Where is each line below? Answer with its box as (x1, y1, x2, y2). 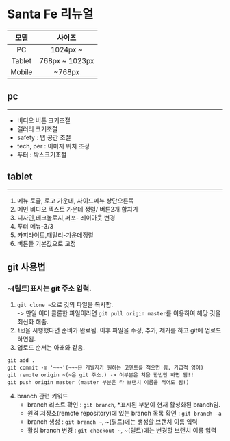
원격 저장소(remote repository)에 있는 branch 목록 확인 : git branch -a (27, 409, 222, 418)
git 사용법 (7, 261, 46, 273)
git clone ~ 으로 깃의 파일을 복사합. (16, 300, 114, 309)
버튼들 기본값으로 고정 (16, 239, 77, 247)
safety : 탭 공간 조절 (16, 133, 71, 142)
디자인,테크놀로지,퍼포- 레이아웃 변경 (16, 214, 116, 222)
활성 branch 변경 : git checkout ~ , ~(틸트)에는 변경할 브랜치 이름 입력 (27, 427, 217, 435)
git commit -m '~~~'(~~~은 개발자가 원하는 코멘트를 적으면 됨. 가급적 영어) (7, 365, 204, 372)
